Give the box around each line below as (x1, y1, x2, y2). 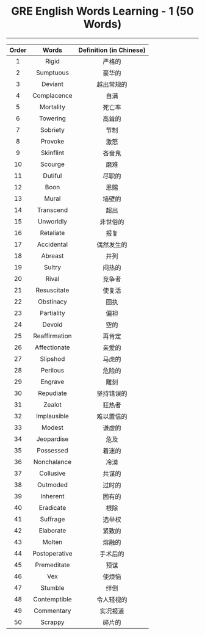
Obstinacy (37, 297, 67, 306)
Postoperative (32, 549, 73, 557)
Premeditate (35, 561, 70, 569)
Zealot (43, 400, 62, 408)
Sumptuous (35, 68, 69, 77)
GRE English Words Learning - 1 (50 (11, 4, 194, 18)
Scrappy (40, 618, 65, 626)
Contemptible (33, 595, 72, 603)
